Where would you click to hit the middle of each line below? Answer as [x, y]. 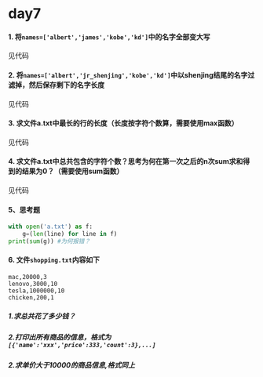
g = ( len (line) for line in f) [70, 234]
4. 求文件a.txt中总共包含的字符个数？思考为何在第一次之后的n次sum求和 [126, 161]
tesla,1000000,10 [37, 291]
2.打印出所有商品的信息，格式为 [60, 337]
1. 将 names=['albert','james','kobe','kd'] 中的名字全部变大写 [109, 37]
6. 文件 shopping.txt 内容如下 [54, 260]
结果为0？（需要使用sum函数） [73, 171]
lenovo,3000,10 [33, 284]
